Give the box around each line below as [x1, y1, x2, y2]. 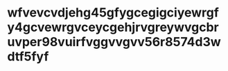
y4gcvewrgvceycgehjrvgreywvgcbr [7, 19, 220, 35]
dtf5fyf [7, 49, 49, 65]
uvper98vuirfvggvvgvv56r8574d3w [7, 34, 222, 50]
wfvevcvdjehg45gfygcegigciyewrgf [7, 5, 220, 21]
